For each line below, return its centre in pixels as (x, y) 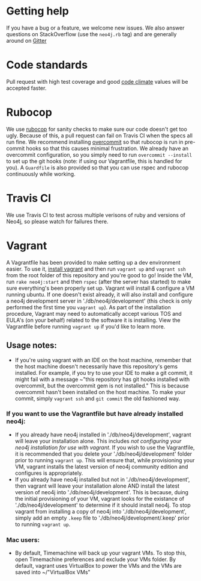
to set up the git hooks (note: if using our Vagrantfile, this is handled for (94, 161)
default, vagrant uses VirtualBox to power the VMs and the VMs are (98, 566)
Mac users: (23, 539)
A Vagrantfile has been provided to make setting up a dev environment (94, 262)
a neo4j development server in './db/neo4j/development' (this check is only (99, 301)
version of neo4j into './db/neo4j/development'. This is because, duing (102, 492)
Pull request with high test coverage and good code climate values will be (97, 81)
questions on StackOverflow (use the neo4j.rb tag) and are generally (91, 34)
